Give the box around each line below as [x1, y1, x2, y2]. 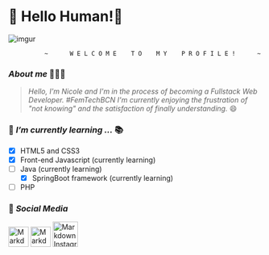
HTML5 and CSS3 [19, 145, 81, 156]
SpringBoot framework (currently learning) [31, 173, 174, 182]
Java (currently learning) [19, 164, 102, 173]
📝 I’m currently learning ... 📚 [8, 124, 124, 136]
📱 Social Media [8, 203, 68, 214]
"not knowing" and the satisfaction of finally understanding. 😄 [27, 104, 238, 114]
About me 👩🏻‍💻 [8, 68, 66, 79]
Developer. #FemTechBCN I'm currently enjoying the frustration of [27, 95, 248, 105]
